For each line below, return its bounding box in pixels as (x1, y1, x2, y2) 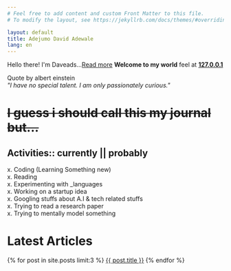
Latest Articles (7, 233, 93, 249)
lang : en (7, 42, 32, 49)
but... (7, 120, 39, 135)
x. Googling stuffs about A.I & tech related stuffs (7, 195, 143, 203)
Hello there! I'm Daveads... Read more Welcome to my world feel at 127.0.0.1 (7, 61, 223, 69)
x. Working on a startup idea (7, 187, 87, 196)
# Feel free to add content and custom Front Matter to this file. (7, 10, 205, 17)
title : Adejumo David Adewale (7, 35, 94, 42)
